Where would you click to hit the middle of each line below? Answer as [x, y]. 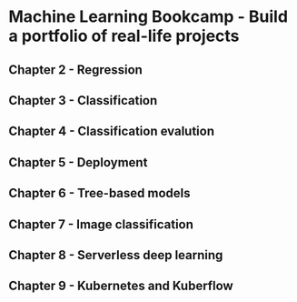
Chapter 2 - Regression [75, 70]
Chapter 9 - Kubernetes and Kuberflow [121, 286]
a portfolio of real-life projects [124, 36]
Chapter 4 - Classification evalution [112, 131]
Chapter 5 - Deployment [78, 162]
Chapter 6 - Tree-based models [100, 193]
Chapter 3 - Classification [83, 101]
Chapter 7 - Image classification [101, 224]
